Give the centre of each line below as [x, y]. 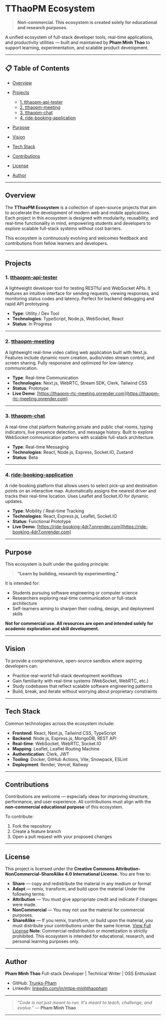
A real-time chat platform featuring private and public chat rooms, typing [79, 427]
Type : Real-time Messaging [41, 447]
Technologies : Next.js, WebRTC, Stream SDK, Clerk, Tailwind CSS [80, 383]
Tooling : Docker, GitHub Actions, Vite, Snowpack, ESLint [70, 759]
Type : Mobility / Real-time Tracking [48, 511]
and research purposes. [42, 27]
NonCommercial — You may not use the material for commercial [78, 910]
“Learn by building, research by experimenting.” [68, 574]
